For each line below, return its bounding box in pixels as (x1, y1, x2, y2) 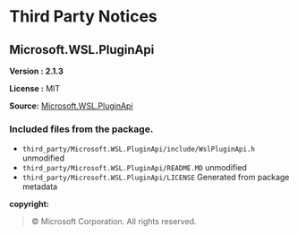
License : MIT (9, 83, 61, 93)
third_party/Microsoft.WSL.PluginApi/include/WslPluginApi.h (21, 145, 256, 154)
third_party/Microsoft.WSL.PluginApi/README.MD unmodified (21, 162, 248, 173)
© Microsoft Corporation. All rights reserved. (30, 216, 197, 227)
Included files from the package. (9, 123, 154, 135)
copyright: (9, 199, 49, 210)
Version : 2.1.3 (9, 65, 64, 76)
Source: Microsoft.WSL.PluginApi (9, 100, 133, 111)
